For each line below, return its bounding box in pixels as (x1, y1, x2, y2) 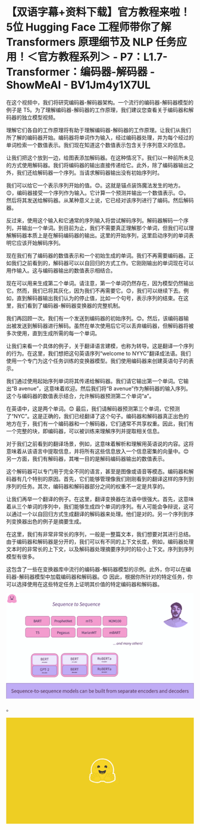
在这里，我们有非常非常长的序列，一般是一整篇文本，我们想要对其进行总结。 (6, 530, 194, 538)
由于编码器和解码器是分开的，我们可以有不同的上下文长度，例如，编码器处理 (6, 538, 194, 545)
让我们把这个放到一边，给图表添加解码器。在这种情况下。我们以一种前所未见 (6, 154, 194, 161)
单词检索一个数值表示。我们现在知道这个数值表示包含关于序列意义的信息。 (6, 141, 189, 148)
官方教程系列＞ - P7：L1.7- (37, 50, 168, 64)
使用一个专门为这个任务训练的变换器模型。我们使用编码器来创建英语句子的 (6, 357, 189, 365)
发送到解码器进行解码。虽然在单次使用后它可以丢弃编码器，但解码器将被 (16, 322, 194, 329)
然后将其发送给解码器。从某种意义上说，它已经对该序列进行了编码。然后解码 (6, 197, 194, 204)
